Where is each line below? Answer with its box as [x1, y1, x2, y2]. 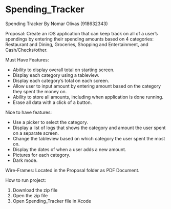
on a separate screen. [12, 130, 59, 136]
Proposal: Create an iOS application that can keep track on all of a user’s [5, 30, 158, 36]
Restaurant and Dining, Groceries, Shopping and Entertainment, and [5, 41, 148, 47]
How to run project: [5, 177, 46, 183]
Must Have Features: [5, 56, 49, 62]
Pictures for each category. [12, 152, 71, 158]
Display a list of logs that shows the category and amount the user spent [12, 124, 166, 131]
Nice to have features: [5, 109, 52, 115]
